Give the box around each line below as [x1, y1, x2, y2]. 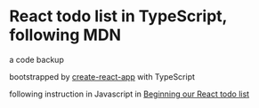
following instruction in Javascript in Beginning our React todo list [9, 89, 250, 99]
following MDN [9, 25, 122, 45]
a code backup [9, 54, 64, 65]
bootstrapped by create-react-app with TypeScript [9, 71, 196, 81]
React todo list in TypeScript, [9, 6, 228, 27]
